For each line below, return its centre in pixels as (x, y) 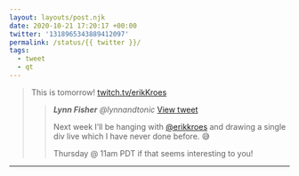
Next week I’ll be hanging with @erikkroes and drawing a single (170, 126)
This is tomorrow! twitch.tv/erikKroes (99, 92)
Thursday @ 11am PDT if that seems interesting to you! (153, 153)
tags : (19, 51)
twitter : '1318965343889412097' (69, 34)
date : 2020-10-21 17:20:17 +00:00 (73, 26)
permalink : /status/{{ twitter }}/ (75, 42)
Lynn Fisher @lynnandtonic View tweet (125, 109)
